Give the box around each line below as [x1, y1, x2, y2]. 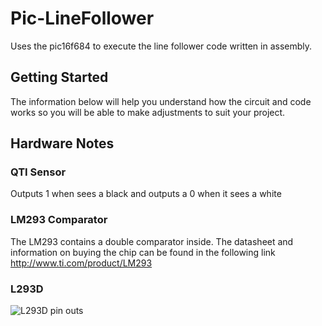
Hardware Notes [10, 135, 115, 152]
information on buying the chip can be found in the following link [10, 246, 276, 258]
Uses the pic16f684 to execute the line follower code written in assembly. [10, 40, 313, 52]
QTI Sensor [10, 165, 67, 179]
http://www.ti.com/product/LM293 [10, 257, 153, 269]
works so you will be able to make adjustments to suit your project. [10, 106, 286, 118]
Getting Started [10, 69, 109, 86]
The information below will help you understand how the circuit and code [10, 95, 312, 107]
